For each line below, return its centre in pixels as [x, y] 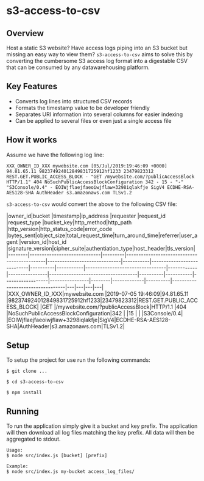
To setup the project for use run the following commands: [78, 360]
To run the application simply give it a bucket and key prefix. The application [102, 426]
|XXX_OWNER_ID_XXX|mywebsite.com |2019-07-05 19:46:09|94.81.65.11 [97, 293]
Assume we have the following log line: [55, 155]
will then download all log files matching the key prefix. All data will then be [100, 433]
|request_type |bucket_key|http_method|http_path [69, 222]
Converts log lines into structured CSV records [74, 101]
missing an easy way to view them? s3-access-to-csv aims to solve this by [100, 54]
